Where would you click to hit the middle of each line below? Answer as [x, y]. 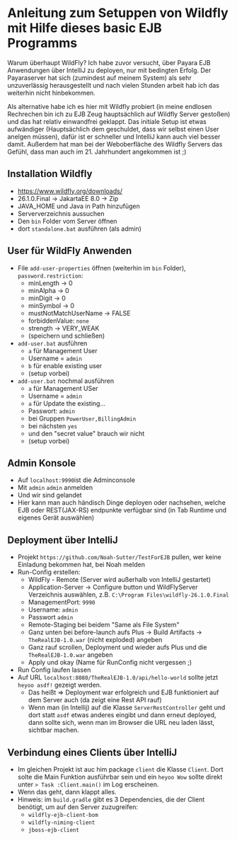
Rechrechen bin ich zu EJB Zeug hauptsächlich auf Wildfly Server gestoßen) [119, 114]
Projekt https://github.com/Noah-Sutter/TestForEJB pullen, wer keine [119, 557]
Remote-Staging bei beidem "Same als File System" [104, 625]
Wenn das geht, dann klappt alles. [67, 792]
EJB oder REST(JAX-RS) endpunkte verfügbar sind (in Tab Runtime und [122, 510]
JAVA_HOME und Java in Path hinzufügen [79, 206]
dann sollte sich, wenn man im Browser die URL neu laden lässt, [121, 723]
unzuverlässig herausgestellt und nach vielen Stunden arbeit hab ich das [113, 85]
